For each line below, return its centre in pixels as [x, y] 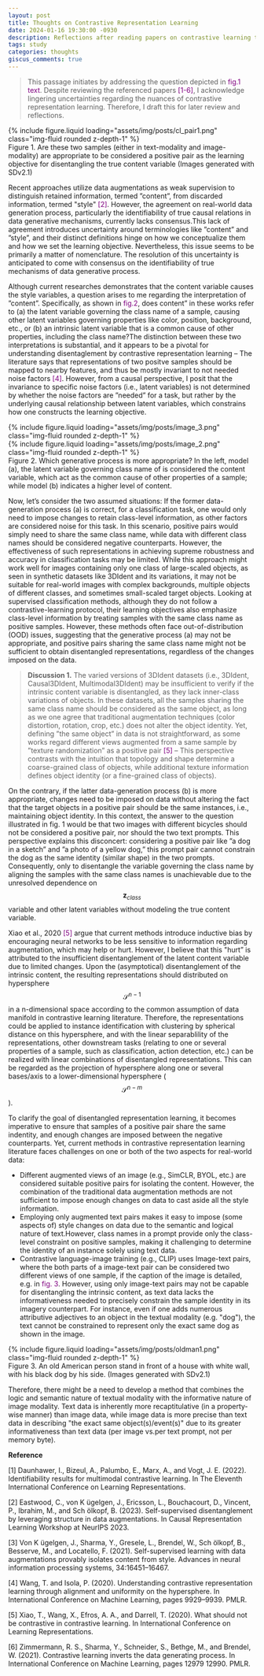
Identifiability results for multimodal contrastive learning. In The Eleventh [125, 1478]
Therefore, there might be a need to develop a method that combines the [126, 1389]
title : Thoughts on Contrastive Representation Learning [103, 23]
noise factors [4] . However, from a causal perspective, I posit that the [121, 378]
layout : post [29, 15]
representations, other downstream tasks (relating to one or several [117, 1043]
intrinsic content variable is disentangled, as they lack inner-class [133, 692]
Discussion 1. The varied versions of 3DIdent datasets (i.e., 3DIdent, [138, 675]
